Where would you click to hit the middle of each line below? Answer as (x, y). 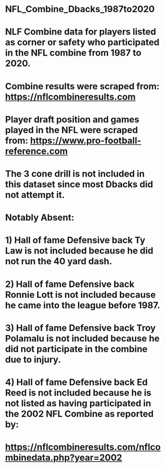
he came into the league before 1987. (83, 305)
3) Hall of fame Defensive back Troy (81, 328)
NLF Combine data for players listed (81, 32)
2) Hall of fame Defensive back (70, 284)
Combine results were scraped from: (83, 86)
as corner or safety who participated (83, 42)
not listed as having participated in (78, 403)
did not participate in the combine (76, 349)
